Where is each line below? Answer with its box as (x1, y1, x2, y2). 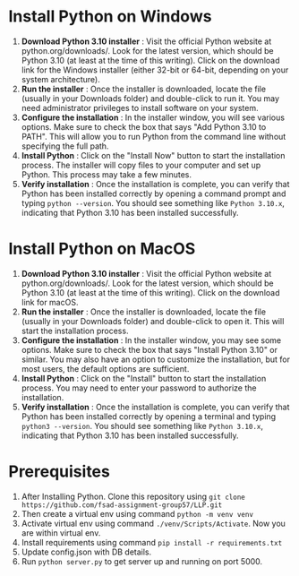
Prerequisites (8, 461, 111, 482)
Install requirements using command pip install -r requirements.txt (21, 537, 283, 547)
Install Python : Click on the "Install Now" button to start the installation (21, 150, 286, 160)
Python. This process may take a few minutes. (21, 168, 192, 180)
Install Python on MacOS (8, 239, 196, 259)
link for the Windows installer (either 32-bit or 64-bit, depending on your (21, 64, 289, 75)
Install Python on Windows (8, 6, 212, 27)
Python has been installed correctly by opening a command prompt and (21, 188, 286, 199)
